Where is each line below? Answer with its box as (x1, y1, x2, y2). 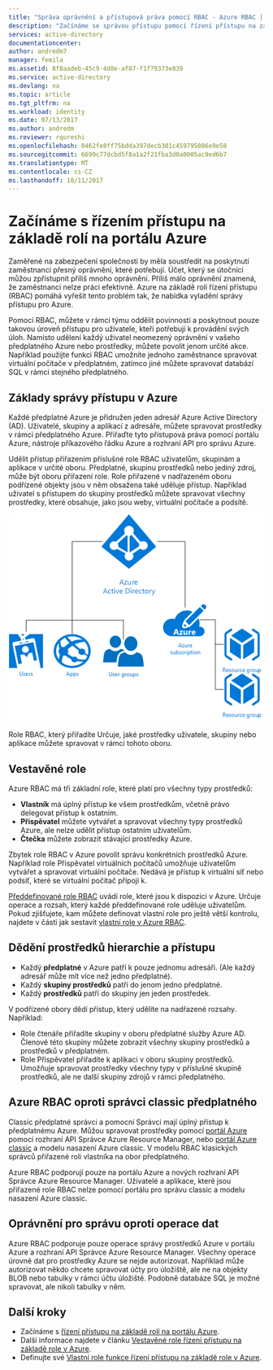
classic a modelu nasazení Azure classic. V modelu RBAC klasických (8, 1143, 238, 1153)
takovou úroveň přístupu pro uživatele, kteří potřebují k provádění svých (8, 324, 249, 334)
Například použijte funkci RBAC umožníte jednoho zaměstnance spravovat (8, 350, 258, 360)
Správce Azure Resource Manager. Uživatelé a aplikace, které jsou (8, 1176, 232, 1185)
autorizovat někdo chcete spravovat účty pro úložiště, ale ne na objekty (8, 1264, 248, 1274)
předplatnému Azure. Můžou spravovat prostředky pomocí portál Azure (8, 1125, 248, 1135)
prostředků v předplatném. (19, 1045, 110, 1055)
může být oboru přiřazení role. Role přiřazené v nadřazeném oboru (8, 472, 232, 481)
